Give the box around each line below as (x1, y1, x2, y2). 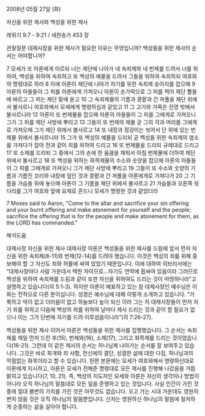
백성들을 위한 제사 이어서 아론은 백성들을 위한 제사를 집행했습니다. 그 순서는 (6, 327, 186, 333)
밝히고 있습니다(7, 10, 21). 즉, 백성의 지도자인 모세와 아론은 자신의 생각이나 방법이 (6, 373, 199, 379)
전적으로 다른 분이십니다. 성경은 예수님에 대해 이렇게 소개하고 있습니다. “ (17, 291, 190, 298)
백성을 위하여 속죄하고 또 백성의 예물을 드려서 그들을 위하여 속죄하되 (19, 73, 181, 80)
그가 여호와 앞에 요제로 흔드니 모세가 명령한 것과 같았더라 (22, 187, 158, 195)
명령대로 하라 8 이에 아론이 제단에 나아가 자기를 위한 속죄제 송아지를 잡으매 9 (12, 80, 196, 87)
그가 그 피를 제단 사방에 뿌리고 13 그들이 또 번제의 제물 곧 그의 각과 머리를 (6, 119, 181, 125)
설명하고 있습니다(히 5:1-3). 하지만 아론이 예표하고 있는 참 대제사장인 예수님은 (6, 283, 191, 290)
